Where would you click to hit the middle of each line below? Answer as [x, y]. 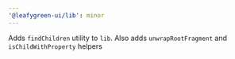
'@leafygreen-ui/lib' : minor [56, 15]
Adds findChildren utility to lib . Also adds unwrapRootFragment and [118, 38]
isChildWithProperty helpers [56, 46]
